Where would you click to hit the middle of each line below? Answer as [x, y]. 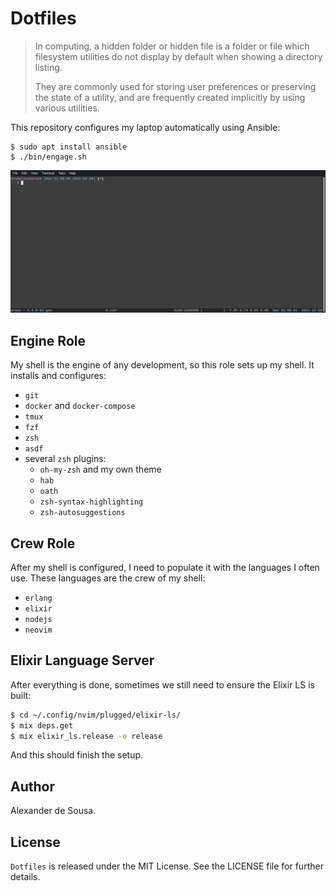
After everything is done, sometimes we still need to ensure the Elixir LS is [162, 684]
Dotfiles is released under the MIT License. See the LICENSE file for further [167, 866]
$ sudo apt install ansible [69, 147]
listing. [48, 67]
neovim [38, 630]
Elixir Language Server [82, 660]
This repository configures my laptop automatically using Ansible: [145, 127]
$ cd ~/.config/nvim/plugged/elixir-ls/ [96, 715]
